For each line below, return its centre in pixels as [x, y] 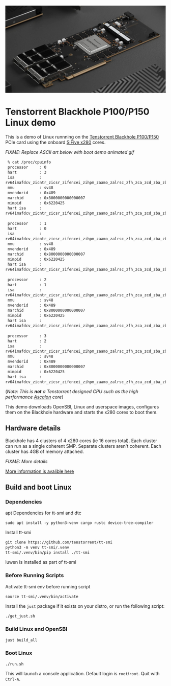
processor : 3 [27, 336]
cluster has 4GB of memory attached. [45, 451]
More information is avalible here [40, 471]
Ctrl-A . [13, 679]
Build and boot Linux [38, 487]
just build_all [21, 640]
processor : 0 [27, 167]
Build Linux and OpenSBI [36, 629]
